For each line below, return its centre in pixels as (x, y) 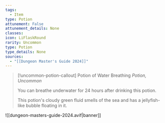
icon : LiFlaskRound (26, 38)
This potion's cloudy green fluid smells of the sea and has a (79, 100)
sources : (14, 56)
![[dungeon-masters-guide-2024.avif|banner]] (53, 115)
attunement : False (24, 24)
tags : (11, 10)
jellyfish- (151, 100)
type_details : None (26, 52)
